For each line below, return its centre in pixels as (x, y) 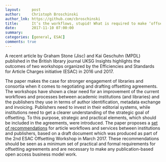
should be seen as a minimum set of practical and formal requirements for (80, 144)
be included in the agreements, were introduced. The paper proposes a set (82, 123)
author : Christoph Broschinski (42, 14)
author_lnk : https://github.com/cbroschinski (53, 19)
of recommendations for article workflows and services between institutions (83, 128)
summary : (14, 32)
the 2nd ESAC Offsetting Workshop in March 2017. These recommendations (82, 138)
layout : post (23, 10)
